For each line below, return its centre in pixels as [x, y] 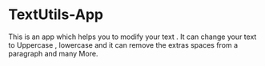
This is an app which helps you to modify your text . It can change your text [132, 37]
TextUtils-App [56, 15]
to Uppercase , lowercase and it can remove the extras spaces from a [123, 45]
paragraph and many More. [53, 53]
